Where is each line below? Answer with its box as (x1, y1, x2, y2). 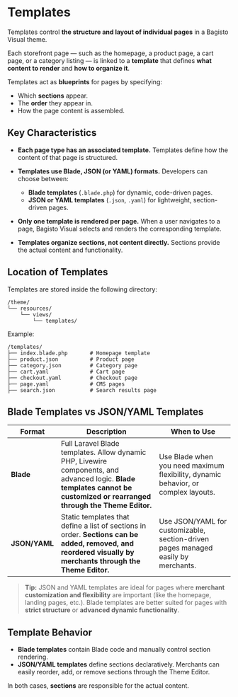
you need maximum (159, 461, 225, 471)
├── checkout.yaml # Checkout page (7, 374, 138, 381)
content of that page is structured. (17, 153, 118, 161)
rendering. (17, 652, 48, 662)
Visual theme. (7, 35, 47, 43)
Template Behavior (7, 626, 93, 638)
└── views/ (20, 311, 52, 318)
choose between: (17, 174, 69, 183)
